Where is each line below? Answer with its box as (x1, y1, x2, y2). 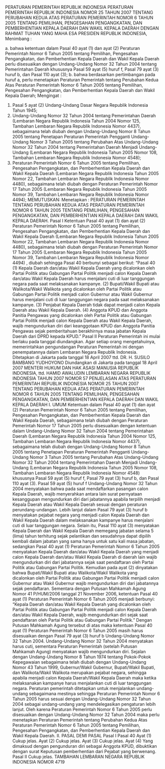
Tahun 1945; (12, 107, 38, 113)
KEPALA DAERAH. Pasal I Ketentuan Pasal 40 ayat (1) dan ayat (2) (12, 218, 146, 224)
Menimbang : (5, 36, 32, 42)
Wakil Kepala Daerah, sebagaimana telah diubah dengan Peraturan (12, 417, 148, 423)
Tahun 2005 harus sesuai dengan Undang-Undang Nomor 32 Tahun (12, 696, 151, 702)
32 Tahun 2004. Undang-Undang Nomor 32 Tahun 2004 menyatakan (12, 638, 154, 644)
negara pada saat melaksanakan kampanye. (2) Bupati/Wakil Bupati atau (12, 281, 160, 286)
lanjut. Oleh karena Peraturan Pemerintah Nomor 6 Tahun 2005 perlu (12, 707, 152, 712)
